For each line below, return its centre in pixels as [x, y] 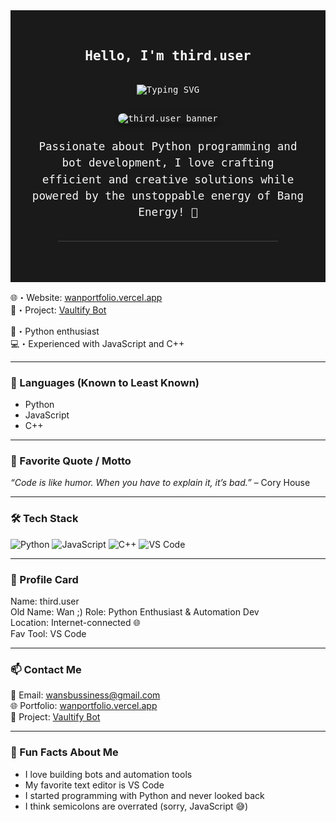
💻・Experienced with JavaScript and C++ [97, 343]
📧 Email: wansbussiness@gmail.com [85, 695]
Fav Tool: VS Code [48, 633]
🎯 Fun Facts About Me [64, 752]
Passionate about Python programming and [168, 146]
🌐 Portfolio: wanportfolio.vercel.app [84, 706]
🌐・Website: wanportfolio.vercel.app [86, 297]
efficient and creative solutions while [168, 179]
